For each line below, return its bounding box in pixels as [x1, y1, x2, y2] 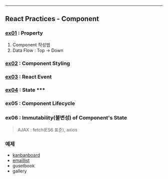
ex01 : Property [5, 29, 43, 36]
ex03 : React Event [5, 73, 52, 80]
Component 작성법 [12, 41, 50, 47]
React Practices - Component [5, 14, 99, 23]
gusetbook [12, 162, 35, 168]
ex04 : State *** [5, 86, 45, 93]
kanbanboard [12, 152, 40, 158]
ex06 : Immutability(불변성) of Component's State [5, 114, 127, 121]
